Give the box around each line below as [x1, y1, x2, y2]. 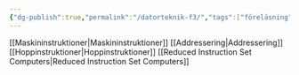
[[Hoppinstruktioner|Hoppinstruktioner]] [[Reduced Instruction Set [9, 46, 252, 57]
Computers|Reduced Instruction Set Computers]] [9, 56, 190, 66]
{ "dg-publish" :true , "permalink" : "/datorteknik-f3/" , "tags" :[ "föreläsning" [9, 12, 293, 22]
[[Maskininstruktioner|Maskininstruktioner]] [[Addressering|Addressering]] [9, 37, 283, 48]
